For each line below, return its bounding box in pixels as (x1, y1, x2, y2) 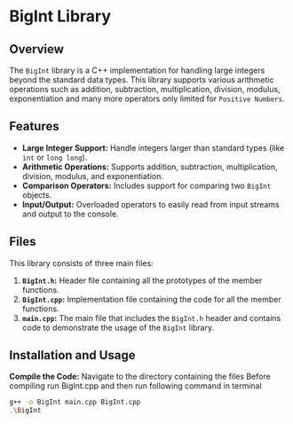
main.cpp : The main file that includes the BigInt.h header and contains (21, 312, 281, 323)
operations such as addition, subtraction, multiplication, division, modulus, (9, 84, 281, 94)
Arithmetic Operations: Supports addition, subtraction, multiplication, (21, 161, 278, 172)
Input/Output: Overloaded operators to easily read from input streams (21, 199, 280, 209)
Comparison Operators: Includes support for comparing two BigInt (21, 180, 272, 191)
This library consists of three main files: (9, 257, 154, 268)
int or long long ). (21, 152, 88, 162)
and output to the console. (21, 208, 119, 219)
